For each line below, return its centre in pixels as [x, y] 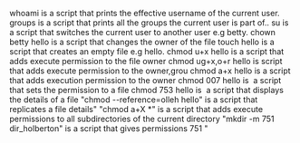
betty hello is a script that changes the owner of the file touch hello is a [142, 42]
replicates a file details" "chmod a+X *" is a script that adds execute [136, 109]
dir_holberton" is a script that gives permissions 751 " [109, 129]
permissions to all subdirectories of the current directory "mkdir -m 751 [142, 119]
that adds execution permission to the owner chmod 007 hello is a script [145, 80]
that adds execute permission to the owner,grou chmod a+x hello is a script [150, 71]
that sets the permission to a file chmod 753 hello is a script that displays [146, 90]
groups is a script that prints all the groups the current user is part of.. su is [149, 23]
